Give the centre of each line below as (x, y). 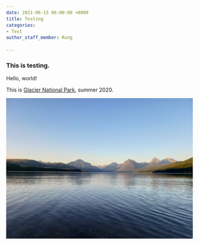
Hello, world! (22, 78)
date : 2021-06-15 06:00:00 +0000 (47, 12)
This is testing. (28, 65)
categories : (21, 25)
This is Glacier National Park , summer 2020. (60, 90)
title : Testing (25, 19)
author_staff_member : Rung (39, 38)
